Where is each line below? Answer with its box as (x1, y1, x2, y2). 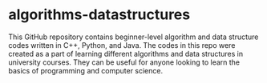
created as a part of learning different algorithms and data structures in (8, 49, 243, 58)
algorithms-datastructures (8, 6, 191, 24)
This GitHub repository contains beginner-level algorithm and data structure (8, 32, 259, 41)
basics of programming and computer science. (8, 65, 163, 75)
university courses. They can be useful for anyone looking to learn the (8, 57, 241, 67)
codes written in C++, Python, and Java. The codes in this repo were (8, 40, 236, 49)
